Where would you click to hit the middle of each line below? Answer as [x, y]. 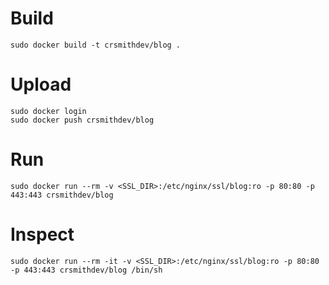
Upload [41, 84]
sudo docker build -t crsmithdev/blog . [96, 45]
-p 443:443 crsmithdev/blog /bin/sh [86, 270]
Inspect [42, 234]
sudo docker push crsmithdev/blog [82, 120]
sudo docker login [48, 111]
